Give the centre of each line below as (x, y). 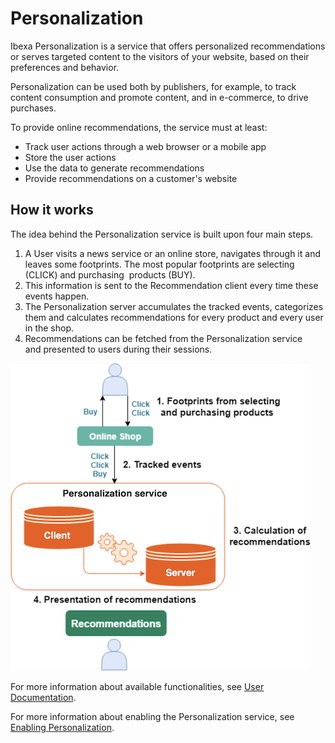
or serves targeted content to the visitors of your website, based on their (160, 56)
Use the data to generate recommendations (114, 168)
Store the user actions (70, 157)
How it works (52, 210)
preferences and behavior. (65, 67)
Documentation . (43, 697)
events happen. (57, 296)
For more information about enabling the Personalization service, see (152, 716)
